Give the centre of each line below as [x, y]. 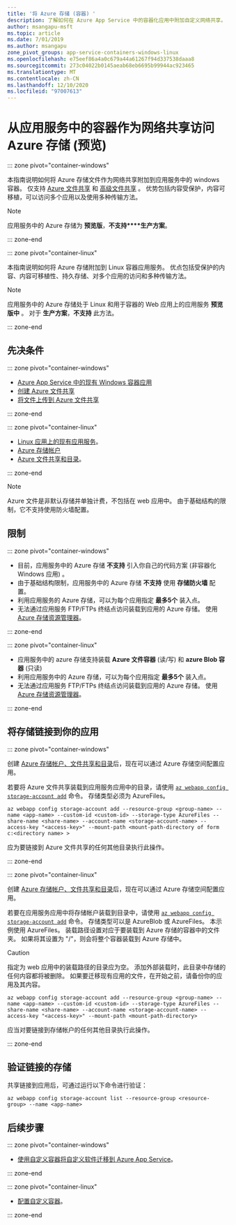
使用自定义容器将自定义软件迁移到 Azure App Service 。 [97, 1159]
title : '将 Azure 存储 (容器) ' [52, 14]
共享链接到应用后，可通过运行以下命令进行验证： [77, 1086]
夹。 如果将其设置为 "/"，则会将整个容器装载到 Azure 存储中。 [96, 938]
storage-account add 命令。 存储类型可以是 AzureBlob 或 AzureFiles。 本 [112, 921]
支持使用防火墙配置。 [62, 509]
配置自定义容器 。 [42, 1201]
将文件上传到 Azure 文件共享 [58, 400]
